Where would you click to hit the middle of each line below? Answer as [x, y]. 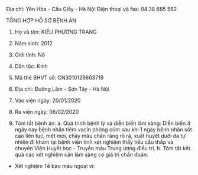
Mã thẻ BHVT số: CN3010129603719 [59, 77]
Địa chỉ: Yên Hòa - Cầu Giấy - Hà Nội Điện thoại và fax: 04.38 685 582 [92, 9]
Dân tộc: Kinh [31, 66]
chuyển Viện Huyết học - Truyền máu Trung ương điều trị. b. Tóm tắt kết [103, 148]
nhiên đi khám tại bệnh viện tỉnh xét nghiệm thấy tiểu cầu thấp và [94, 142]
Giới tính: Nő [30, 55]
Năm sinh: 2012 [34, 43]
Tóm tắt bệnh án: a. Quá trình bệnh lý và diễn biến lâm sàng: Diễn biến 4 [103, 123]
